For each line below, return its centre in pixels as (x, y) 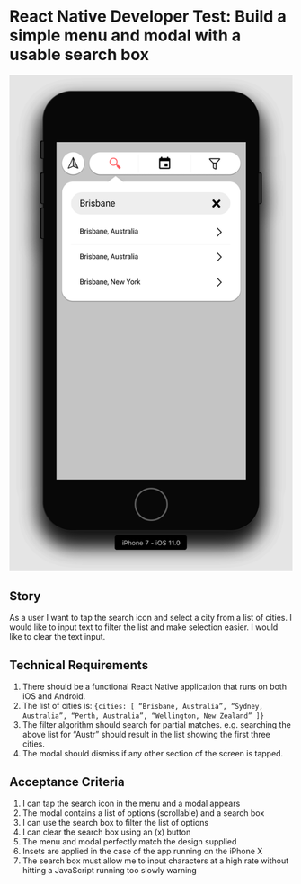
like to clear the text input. (58, 637)
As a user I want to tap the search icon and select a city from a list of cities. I (150, 618)
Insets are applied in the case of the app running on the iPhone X (142, 852)
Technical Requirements (79, 665)
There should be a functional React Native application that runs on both (155, 687)
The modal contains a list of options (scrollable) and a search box (143, 813)
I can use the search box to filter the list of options (115, 823)
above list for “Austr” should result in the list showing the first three (146, 735)
